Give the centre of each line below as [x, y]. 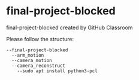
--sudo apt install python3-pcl [57, 71]
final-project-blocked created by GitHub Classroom [69, 27]
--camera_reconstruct [39, 66]
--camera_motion [32, 60]
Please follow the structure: [40, 39]
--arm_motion [28, 55]
